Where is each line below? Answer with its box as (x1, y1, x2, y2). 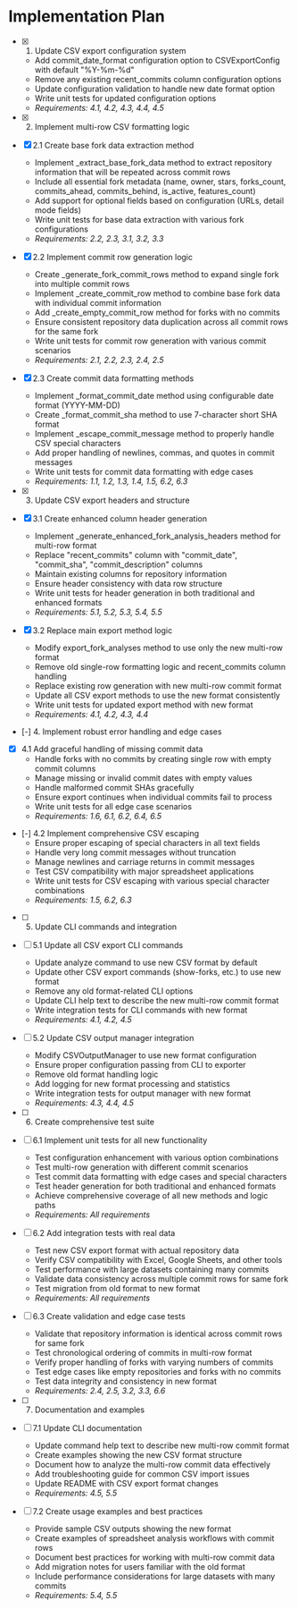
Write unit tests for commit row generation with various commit (34, 335, 267, 346)
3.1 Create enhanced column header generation (32, 512, 207, 524)
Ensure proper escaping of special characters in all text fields (34, 838, 261, 848)
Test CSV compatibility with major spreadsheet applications (34, 866, 254, 876)
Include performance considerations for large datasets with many (34, 1571, 276, 1581)
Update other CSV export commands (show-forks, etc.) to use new (34, 967, 282, 977)
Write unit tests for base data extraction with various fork (34, 214, 244, 224)
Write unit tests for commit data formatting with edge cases (34, 466, 253, 477)
